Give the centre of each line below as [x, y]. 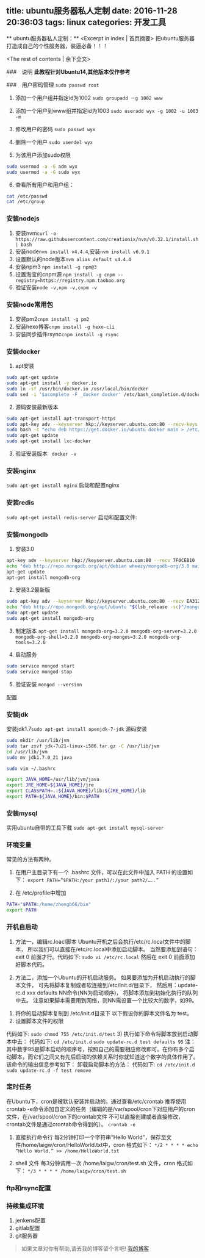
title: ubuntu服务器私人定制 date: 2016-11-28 [92, 11]
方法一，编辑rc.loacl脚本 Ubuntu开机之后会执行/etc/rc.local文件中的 [100, 941]
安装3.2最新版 [33, 590]
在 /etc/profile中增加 [41, 893]
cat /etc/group [26, 202]
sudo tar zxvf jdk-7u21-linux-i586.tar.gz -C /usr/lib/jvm [83, 746]
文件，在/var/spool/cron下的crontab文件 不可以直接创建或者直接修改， [95, 1116]
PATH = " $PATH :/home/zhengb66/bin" [49, 905]
